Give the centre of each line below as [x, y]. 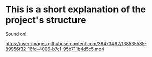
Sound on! [16, 34]
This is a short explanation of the [75, 9]
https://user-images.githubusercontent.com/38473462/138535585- [76, 43]
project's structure [46, 20]
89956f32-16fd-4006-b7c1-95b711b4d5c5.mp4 [55, 49]
